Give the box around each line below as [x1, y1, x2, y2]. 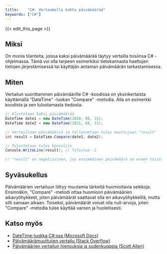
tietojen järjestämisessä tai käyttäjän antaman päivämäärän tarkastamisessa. [5, 64, 162, 70]
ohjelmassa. [5, 58, 30, 65]
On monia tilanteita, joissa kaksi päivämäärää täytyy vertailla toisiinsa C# [5, 53, 154, 59]
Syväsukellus [5, 170, 48, 179]
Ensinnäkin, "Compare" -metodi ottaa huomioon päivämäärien [5, 189, 132, 195]
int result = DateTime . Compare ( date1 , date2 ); [5, 134, 103, 139]
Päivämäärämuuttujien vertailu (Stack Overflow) [12, 238, 111, 244]
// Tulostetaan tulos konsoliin [5, 143, 72, 148]
